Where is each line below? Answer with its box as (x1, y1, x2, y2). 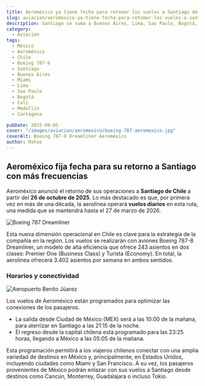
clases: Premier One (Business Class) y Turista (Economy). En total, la (6, 249, 182, 257)
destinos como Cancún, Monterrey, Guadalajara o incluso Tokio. (6, 373, 168, 380)
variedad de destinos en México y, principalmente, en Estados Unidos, (6, 353, 184, 360)
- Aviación (12, 32, 40, 38)
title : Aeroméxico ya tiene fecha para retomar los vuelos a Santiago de (6, 9, 198, 15)
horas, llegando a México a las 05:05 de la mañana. (15, 335, 145, 342)
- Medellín (12, 105, 40, 112)
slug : (6, 15, 20, 21)
